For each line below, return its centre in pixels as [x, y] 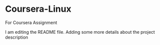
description [17, 37]
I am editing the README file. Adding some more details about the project [80, 32]
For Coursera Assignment [31, 22]
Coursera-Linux [38, 9]
